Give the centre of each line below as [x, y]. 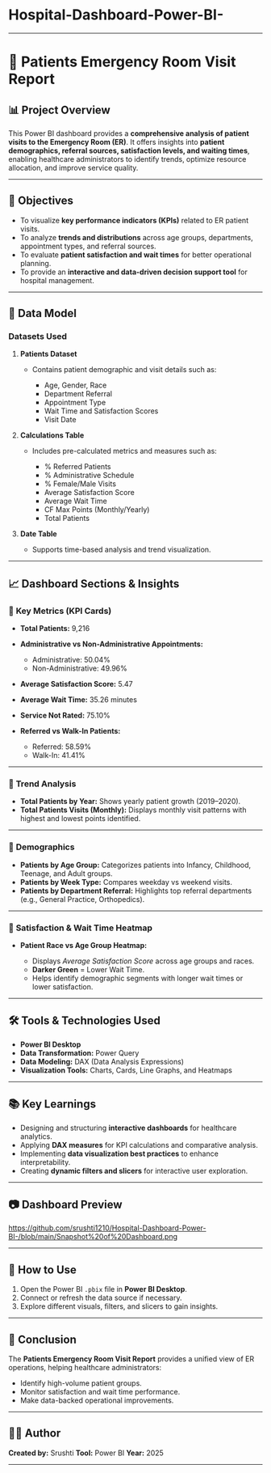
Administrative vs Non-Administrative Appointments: [111, 644]
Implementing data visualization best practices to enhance [119, 1153]
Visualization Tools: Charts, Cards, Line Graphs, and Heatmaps [126, 1070]
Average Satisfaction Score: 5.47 [76, 684]
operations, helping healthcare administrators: [85, 1368]
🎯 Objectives [41, 201]
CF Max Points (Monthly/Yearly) [97, 510]
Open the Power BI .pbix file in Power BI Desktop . [104, 1289]
